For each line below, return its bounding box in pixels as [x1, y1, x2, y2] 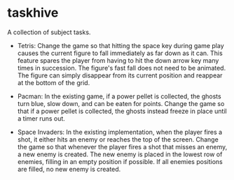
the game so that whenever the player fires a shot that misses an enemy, [17, 142, 228, 151]
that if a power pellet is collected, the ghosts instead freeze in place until [17, 107, 227, 115]
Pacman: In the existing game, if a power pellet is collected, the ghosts [17, 92, 222, 100]
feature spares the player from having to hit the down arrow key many [17, 56, 219, 64]
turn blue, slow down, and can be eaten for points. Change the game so [17, 99, 225, 107]
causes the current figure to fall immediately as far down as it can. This [17, 49, 223, 57]
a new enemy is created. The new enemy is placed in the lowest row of [17, 150, 223, 158]
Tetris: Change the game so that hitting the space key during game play [17, 41, 224, 50]
